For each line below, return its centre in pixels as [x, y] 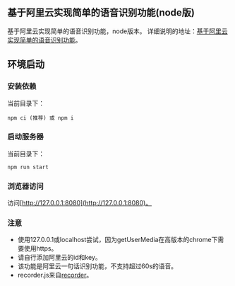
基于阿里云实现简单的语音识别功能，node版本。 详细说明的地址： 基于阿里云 [117, 31]
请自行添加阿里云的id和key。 [59, 258]
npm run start [28, 167]
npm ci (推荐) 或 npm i [41, 118]
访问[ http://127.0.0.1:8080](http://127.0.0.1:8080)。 [80, 203]
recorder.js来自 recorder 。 [55, 275]
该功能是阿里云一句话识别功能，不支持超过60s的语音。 [97, 266]
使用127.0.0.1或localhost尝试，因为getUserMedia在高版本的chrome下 [117, 240]
